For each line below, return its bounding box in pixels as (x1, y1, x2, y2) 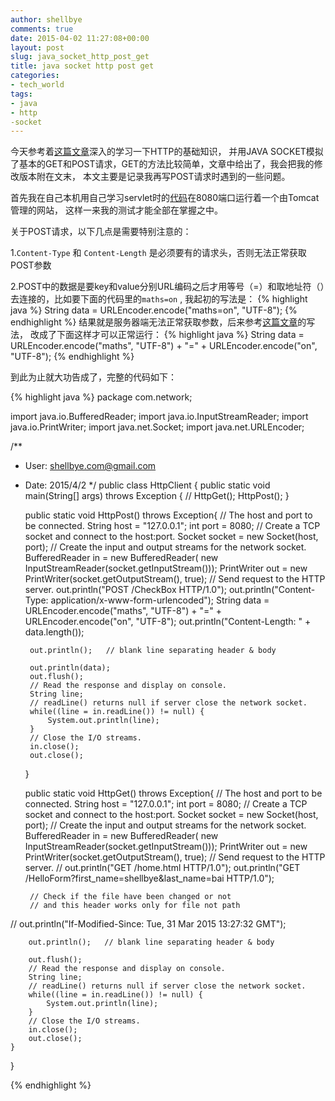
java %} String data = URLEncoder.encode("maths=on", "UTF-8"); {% (10, 304, 298, 316)
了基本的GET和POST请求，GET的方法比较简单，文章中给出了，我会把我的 (10, 158, 315, 170)
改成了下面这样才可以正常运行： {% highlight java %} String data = (29, 329, 305, 341)
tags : (10, 89, 33, 99)
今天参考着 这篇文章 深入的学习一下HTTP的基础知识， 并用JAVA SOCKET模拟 (10, 146, 324, 158)
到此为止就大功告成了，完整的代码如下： (10, 371, 177, 383)
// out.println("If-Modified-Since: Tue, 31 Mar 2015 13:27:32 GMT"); (10, 918, 287, 930)
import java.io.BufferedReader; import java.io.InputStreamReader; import (10, 411, 309, 423)
